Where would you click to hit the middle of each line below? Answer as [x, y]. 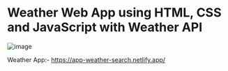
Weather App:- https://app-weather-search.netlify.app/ [86, 59]
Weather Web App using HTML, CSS [114, 13]
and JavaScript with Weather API [105, 27]
